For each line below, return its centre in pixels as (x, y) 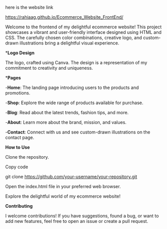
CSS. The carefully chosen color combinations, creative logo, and (74, 38)
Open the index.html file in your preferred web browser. (63, 186)
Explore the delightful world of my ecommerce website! (63, 196)
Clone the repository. (27, 157)
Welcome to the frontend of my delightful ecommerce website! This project (83, 27)
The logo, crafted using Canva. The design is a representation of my (76, 62)
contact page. (20, 138)
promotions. (18, 93)
